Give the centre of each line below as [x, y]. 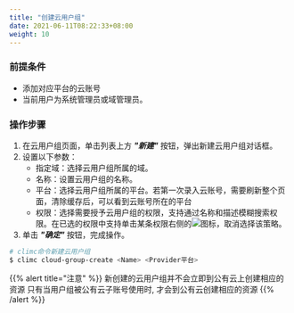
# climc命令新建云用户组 [50, 251]
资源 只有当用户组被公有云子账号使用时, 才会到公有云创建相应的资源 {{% [142, 289]
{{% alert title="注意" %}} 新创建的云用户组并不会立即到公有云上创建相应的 [147, 278]
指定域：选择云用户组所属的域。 [94, 168]
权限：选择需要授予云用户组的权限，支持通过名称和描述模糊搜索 [152, 212]
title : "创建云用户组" [47, 17]
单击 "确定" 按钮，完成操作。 [76, 235]
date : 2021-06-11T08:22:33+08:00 [71, 26]
